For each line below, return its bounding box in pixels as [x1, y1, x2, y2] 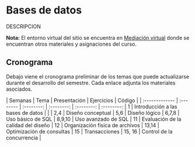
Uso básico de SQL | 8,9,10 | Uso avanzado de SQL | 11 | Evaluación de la [6, 115, 182, 122]
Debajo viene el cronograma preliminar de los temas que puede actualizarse [6, 73, 190, 80]
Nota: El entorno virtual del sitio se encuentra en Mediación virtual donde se [6, 34, 190, 41]
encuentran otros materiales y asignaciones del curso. [6, 40, 137, 47]
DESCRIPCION [6, 23, 41, 30]
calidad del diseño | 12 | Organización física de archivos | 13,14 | [6, 121, 159, 129]
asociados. [6, 86, 33, 93]
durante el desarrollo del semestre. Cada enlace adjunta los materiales [6, 79, 176, 86]
